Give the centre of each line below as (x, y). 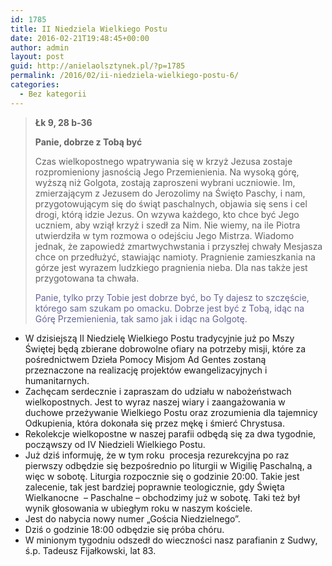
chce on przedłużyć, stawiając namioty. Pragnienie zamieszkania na (175, 257)
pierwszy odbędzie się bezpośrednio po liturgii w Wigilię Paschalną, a (168, 465)
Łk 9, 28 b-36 (63, 122)
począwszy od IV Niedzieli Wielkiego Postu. (115, 444)
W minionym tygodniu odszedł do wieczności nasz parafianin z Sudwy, (171, 540)
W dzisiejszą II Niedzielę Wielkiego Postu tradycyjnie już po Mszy (159, 338)
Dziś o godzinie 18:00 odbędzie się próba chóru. (124, 529)
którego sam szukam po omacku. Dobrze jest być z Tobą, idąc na (169, 308)
